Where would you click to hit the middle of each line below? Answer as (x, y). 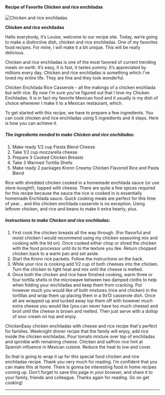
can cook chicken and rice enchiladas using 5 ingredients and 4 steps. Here (82, 118)
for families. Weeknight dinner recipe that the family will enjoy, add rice (77, 331)
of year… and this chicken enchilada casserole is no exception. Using (75, 204)
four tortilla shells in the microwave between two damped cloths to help (84, 280)
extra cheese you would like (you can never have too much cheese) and (85, 306)
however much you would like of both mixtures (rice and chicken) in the (85, 290)
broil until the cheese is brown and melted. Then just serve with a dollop (85, 311)
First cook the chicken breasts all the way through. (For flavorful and (81, 233)
